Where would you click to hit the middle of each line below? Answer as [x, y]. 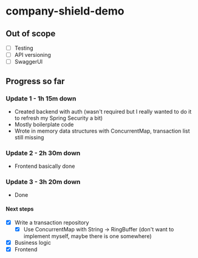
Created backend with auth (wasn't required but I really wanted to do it [103, 111]
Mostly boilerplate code [44, 124]
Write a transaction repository [52, 222]
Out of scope [31, 34]
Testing [24, 48]
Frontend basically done [45, 166]
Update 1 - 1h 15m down [41, 98]
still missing [29, 137]
